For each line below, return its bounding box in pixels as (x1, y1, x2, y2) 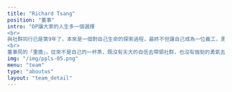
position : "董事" (7, 17, 55, 24)
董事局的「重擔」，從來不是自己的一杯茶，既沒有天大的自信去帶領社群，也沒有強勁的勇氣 (7, 49, 221, 56)
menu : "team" (7, 62, 45, 68)
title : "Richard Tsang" (7, 10, 76, 17)
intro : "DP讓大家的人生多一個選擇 (7, 23, 95, 30)
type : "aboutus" (7, 68, 54, 75)
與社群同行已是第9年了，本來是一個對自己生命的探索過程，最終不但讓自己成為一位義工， (7, 36, 221, 43)
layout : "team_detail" (7, 74, 72, 82)
